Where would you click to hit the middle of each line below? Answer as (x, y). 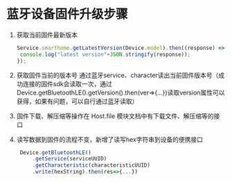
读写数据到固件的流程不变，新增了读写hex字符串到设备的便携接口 (110, 139)
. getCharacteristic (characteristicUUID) (91, 165)
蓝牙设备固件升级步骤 (68, 14)
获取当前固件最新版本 (47, 35)
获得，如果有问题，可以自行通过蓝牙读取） (77, 101)
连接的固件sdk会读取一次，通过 (67, 83)
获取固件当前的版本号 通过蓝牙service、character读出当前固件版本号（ (117, 75)
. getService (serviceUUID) (70, 159)
